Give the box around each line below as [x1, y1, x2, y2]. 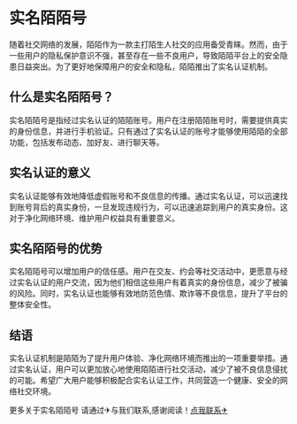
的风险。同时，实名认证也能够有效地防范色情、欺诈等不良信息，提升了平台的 [9, 289, 288, 299]
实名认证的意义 [9, 166, 91, 181]
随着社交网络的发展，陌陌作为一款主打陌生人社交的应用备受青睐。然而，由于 [9, 39, 288, 50]
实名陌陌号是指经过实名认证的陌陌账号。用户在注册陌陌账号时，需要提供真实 [9, 114, 288, 125]
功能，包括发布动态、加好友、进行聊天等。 [9, 136, 164, 147]
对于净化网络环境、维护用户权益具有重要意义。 [9, 212, 179, 223]
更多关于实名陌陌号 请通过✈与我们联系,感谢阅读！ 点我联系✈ [9, 405, 228, 416]
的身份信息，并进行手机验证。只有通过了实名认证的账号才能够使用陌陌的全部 [9, 126, 288, 136]
